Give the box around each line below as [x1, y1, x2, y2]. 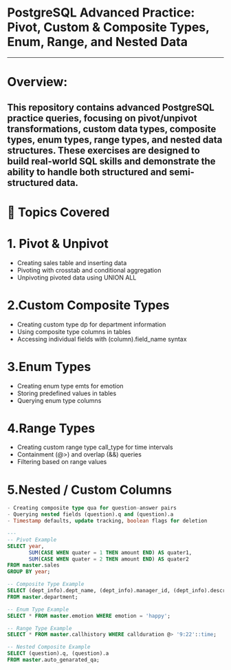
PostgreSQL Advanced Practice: [7, 5, 195, 21]
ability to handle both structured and [7, 166, 167, 178]
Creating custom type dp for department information [16, 320, 166, 328]
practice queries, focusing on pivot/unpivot [7, 112, 197, 124]
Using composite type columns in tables [16, 327, 131, 335]
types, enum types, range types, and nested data [7, 134, 223, 145]
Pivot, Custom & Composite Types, [7, 19, 210, 35]
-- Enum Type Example [7, 606, 69, 613]
